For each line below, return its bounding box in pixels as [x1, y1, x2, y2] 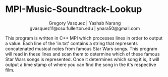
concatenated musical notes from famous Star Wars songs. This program [5, 45, 157, 51]
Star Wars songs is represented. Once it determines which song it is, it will [5, 56, 160, 62]
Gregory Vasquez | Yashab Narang [48, 20, 121, 26]
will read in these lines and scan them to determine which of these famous [5, 51, 160, 57]
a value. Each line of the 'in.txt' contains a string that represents [5, 40, 138, 46]
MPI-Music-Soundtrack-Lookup [5, 3, 142, 15]
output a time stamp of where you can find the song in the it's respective [5, 61, 156, 67]
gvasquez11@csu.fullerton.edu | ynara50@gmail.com [29, 25, 140, 31]
